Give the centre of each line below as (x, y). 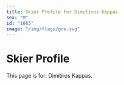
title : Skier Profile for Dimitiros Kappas (62, 12)
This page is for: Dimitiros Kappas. (50, 76)
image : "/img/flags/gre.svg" (43, 29)
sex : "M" (17, 18)
